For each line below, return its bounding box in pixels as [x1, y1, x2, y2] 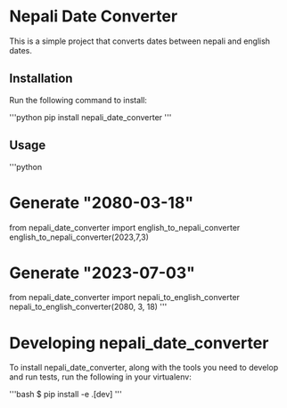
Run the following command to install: [9, 94, 147, 105]
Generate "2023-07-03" [9, 263, 196, 282]
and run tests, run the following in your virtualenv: [9, 371, 192, 382]
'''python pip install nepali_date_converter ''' [9, 111, 172, 122]
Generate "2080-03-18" [9, 192, 194, 213]
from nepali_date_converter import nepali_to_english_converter [9, 292, 241, 303]
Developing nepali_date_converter [9, 332, 269, 353]
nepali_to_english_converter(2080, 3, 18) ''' [9, 301, 168, 313]
